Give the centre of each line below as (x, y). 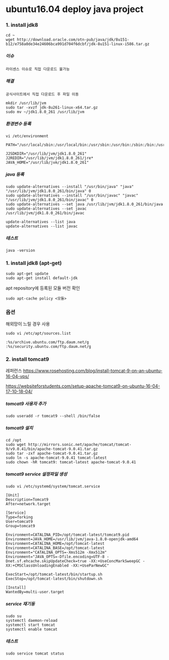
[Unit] (13, 495)
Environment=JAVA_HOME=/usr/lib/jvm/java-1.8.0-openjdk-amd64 (72, 539)
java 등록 (15, 174)
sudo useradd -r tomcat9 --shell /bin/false (53, 416)
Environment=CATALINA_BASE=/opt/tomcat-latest (55, 548)
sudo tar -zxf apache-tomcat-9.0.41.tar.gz (52, 453)
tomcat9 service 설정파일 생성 (36, 474)
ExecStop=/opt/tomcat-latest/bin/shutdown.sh (54, 579)
